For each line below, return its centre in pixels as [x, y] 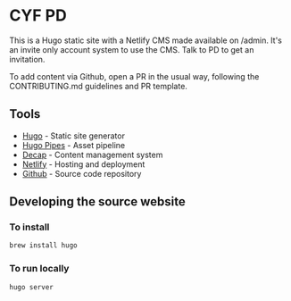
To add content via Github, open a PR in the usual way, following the [134, 76]
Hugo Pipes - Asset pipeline [74, 145]
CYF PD [38, 16]
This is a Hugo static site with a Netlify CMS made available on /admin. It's [146, 40]
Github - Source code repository [82, 173]
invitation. [27, 59]
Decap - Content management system [92, 155]
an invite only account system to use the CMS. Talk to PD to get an [132, 49]
